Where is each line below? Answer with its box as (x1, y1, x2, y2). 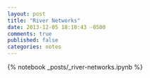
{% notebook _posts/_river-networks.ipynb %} (7, 63, 144, 71)
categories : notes (7, 43, 62, 50)
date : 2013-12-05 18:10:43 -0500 (7, 23, 106, 30)
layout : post (7, 10, 46, 18)
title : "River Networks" (7, 17, 81, 24)
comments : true (7, 30, 52, 38)
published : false (7, 37, 59, 44)
